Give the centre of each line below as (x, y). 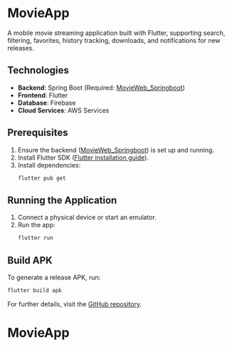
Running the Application (62, 200)
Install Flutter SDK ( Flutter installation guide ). (83, 157)
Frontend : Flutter (43, 95)
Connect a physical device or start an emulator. (87, 217)
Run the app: (36, 225)
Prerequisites (38, 133)
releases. (21, 48)
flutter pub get (42, 178)
